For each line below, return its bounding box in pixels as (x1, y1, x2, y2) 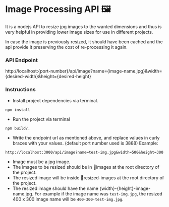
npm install (5, 107, 30, 112)
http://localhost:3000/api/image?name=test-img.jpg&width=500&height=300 (5, 150, 164, 155)
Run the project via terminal (12, 116, 70, 122)
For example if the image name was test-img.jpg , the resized (34, 190, 162, 196)
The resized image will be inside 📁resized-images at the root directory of (12, 174, 164, 181)
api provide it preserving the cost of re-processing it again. (5, 44, 128, 50)
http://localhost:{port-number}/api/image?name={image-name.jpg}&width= (5, 68, 162, 74)
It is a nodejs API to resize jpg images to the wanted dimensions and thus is (5, 23, 162, 30)
